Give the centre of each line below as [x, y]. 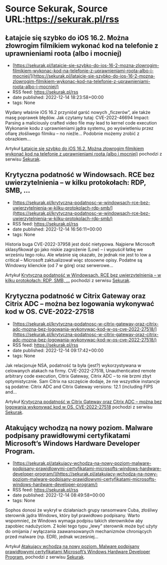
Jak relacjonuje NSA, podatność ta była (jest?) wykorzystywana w [73, 365]
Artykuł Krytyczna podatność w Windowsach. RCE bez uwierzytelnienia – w [83, 275]
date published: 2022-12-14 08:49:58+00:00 [58, 495]
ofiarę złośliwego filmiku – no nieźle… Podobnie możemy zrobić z [72, 133]
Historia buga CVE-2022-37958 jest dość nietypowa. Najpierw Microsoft [80, 244]
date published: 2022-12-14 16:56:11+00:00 [57, 229]
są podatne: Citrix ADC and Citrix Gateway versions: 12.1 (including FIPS [79, 386]
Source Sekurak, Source [56, 9]
